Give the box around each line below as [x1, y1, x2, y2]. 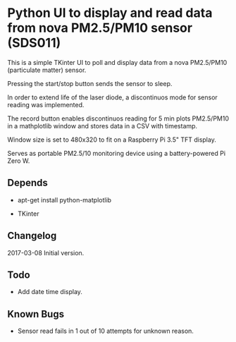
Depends [7, 177, 48, 189]
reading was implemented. [7, 100, 85, 109]
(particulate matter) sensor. [7, 66, 87, 74]
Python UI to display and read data [7, 5, 213, 21]
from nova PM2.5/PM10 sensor [7, 20, 192, 36]
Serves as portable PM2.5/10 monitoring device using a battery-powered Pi [7, 149, 226, 157]
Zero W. [7, 157, 30, 165]
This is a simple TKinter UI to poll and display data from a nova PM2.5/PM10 [7, 58, 228, 66]
